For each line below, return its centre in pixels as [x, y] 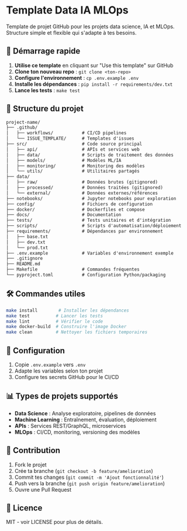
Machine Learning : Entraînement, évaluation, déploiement [85, 420]
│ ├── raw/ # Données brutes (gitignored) [82, 182]
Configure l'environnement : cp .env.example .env [77, 77]
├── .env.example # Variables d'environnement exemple [90, 253]
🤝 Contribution [33, 450]
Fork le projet [30, 465]
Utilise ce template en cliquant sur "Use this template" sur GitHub [94, 65]
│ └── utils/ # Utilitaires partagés [73, 171]
